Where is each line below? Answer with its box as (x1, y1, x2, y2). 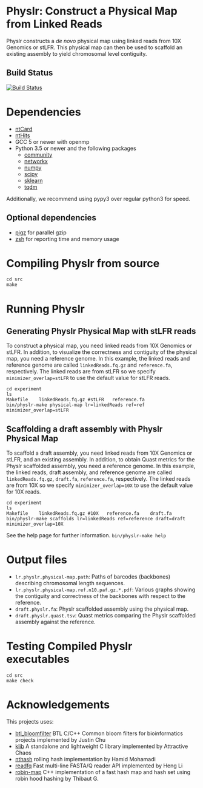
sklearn (24, 177, 43, 184)
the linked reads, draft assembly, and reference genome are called (6, 469, 173, 476)
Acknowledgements (6, 698, 110, 712)
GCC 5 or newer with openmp (15, 138, 90, 145)
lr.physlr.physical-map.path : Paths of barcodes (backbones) (15, 573, 171, 580)
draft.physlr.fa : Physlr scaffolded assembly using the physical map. (15, 605, 189, 613)
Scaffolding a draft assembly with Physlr (6, 424, 163, 434)
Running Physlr (6, 302, 85, 316)
